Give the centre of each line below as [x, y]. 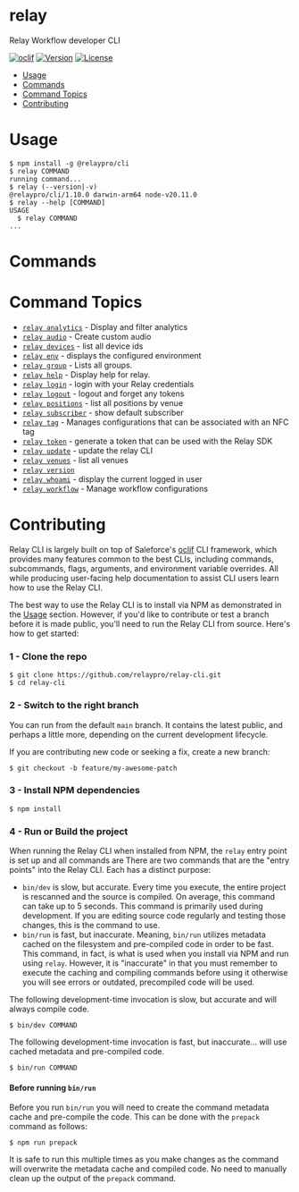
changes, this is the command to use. [91, 926]
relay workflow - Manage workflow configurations [115, 489]
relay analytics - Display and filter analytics [105, 327]
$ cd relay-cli [37, 683]
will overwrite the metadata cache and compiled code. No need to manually [148, 1169]
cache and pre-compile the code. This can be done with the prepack [135, 1117]
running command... [46, 179]
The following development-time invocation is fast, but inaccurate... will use [148, 1042]
